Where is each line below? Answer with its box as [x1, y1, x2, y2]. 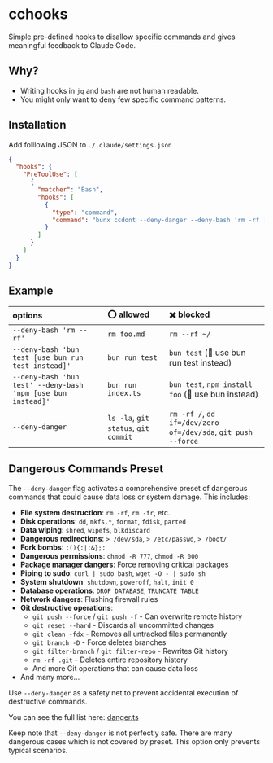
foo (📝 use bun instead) [169, 388, 259, 400]
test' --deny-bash [12, 380, 84, 389]
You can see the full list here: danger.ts [8, 713, 140, 722]
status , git [106, 422, 150, 433]
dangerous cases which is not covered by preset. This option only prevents [8, 737, 261, 747]
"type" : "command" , [51, 208, 118, 217]
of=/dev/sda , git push [169, 426, 253, 437]
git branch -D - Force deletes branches [32, 638, 167, 647]
